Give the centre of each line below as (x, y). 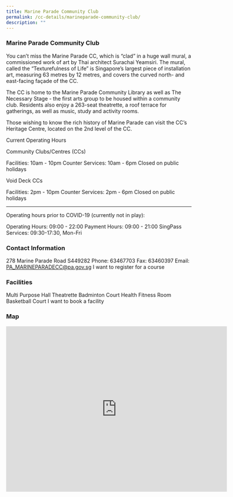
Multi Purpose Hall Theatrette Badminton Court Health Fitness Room (89, 295)
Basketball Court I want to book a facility (55, 301)
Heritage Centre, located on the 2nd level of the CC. (69, 129)
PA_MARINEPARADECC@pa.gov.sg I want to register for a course (85, 267)
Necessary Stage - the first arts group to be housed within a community (93, 98)
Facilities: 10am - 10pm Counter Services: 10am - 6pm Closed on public (93, 163)
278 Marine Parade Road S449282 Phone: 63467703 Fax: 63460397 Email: (98, 261)
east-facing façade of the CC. (42, 81)
